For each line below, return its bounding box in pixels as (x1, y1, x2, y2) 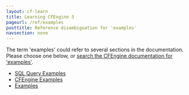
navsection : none (6, 30, 48, 36)
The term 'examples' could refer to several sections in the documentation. (6, 46, 184, 53)
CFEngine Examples (14, 76, 63, 83)
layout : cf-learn (6, 8, 48, 15)
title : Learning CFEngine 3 (6, 14, 75, 20)
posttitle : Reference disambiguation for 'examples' (6, 24, 137, 31)
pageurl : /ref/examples (6, 19, 64, 25)
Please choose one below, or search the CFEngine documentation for (6, 52, 173, 59)
